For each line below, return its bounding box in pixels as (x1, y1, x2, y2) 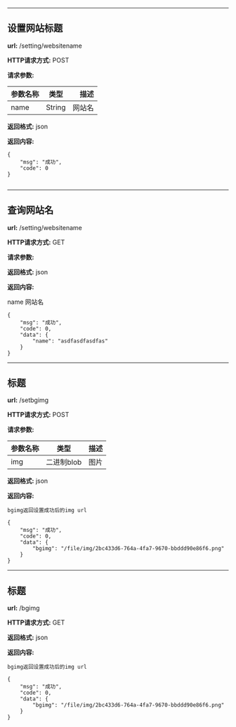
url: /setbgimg (7, 396, 49, 404)
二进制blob (46, 458, 82, 467)
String (46, 102, 66, 112)
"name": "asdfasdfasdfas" (32, 338, 109, 345)
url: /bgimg (7, 604, 40, 613)
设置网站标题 (7, 22, 63, 34)
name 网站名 (7, 298, 44, 306)
